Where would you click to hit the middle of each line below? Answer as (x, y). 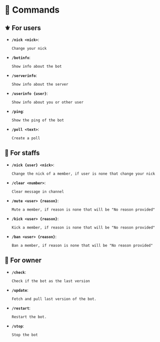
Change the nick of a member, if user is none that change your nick (83, 174)
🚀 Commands (32, 10)
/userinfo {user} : (30, 93)
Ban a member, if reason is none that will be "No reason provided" (82, 245)
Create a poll (26, 138)
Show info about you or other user (48, 102)
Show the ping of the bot (38, 120)
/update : (20, 290)
